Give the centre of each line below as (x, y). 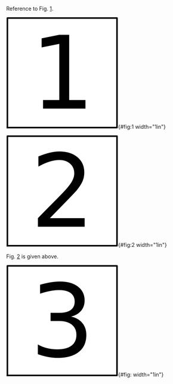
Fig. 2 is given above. (32, 256)
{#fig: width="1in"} (141, 374)
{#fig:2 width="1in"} (143, 245)
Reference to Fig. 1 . (30, 9)
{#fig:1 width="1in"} (142, 127)
